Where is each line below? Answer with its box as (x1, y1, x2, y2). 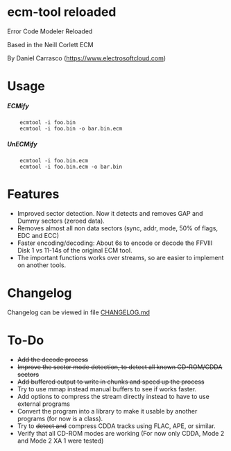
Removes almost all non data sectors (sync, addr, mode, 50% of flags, (17, 224, 219, 232)
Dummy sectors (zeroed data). (17, 216, 105, 225)
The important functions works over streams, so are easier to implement (17, 254, 224, 262)
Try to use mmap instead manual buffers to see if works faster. (17, 384, 197, 393)
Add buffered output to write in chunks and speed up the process (17, 377, 205, 386)
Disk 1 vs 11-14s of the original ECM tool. (17, 246, 133, 254)
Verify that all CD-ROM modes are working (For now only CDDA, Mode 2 (17, 429, 225, 437)
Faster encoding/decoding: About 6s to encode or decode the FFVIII (17, 239, 213, 247)
